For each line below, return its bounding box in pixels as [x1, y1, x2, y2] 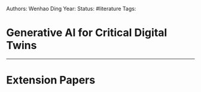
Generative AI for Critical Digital [6, 26, 167, 39]
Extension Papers [6, 73, 96, 87]
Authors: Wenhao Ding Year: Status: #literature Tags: [6, 5, 136, 12]
